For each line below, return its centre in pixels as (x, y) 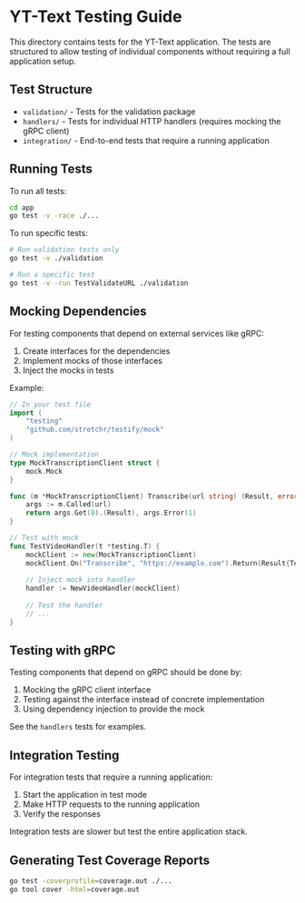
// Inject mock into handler (81, 580)
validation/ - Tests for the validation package (109, 112)
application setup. (43, 61)
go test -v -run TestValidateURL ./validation (99, 283)
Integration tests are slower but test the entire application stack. (128, 831)
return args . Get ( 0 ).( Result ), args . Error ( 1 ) (111, 513)
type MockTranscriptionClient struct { (85, 463)
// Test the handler (64, 605)
